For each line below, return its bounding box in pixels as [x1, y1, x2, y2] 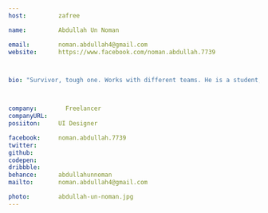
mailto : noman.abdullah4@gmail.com [8, 179, 148, 187]
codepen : [8, 156, 37, 164]
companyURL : [8, 112, 48, 120]
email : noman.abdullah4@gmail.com [8, 41, 148, 49]
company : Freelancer [8, 105, 102, 112]
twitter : [8, 141, 37, 149]
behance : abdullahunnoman [8, 171, 112, 179]
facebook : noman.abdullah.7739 [8, 133, 127, 142]
